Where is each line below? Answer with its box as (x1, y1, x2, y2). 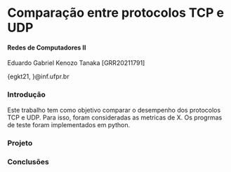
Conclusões (7, 157, 49, 166)
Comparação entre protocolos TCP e (7, 5, 225, 21)
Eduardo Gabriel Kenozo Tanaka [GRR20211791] (7, 59, 145, 67)
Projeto (7, 138, 33, 148)
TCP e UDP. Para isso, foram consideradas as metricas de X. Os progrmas (7, 113, 223, 122)
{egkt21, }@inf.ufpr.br (7, 72, 70, 81)
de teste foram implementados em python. (7, 120, 131, 129)
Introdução (7, 89, 46, 99)
